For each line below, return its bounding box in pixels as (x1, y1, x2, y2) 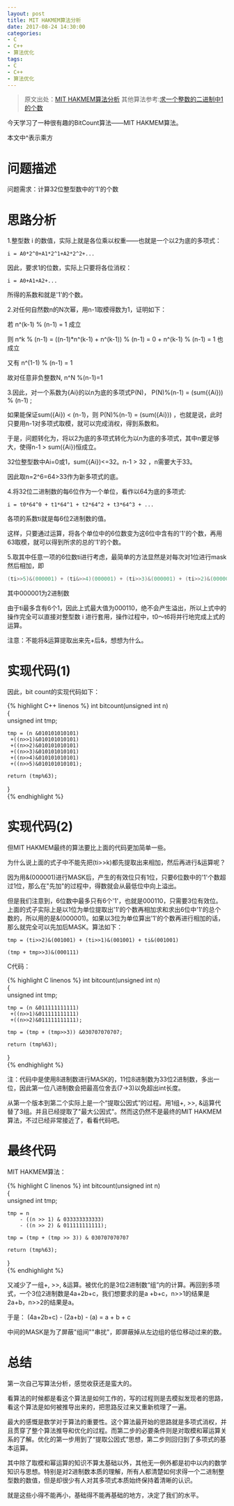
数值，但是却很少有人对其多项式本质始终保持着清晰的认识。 (25, 1476, 196, 1484)
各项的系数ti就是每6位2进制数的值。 (7, 515, 110, 523)
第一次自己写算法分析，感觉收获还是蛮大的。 (7, 1379, 136, 1387)
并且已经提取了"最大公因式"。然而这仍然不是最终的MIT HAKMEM (35, 1107, 222, 1116)
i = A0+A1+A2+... (7, 277, 58, 285)
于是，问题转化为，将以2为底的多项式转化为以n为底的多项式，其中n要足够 (7, 434, 220, 443)
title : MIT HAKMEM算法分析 (7, 17, 81, 24)
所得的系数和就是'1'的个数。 (7, 290, 87, 299)
